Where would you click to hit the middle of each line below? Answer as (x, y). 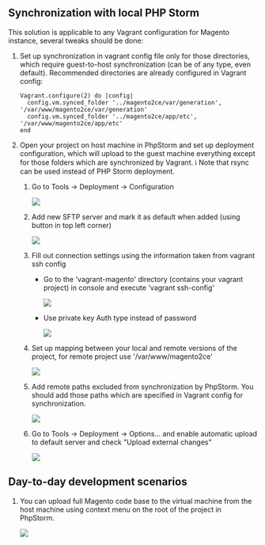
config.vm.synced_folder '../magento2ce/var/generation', (125, 102)
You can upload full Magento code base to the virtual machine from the (136, 501)
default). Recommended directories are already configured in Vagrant (133, 72)
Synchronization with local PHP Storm (104, 13)
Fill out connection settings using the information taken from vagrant (143, 255)
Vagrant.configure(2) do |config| (76, 95)
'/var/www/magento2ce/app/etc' (71, 123)
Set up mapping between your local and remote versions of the (134, 348)
